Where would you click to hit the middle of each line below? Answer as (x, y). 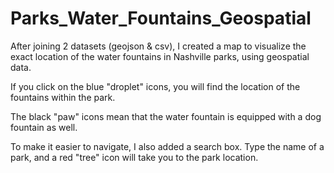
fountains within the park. (63, 97)
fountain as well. (44, 127)
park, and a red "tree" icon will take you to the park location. (134, 157)
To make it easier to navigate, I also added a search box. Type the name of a (167, 146)
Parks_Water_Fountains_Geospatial (161, 18)
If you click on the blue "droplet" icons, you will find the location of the (155, 86)
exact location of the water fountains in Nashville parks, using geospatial (160, 56)
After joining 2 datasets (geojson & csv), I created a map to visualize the (158, 46)
